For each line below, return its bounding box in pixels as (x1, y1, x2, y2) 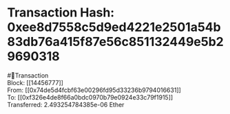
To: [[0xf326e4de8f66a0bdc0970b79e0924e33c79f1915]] (7, 93, 174, 101)
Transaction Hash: (7, 5, 115, 21)
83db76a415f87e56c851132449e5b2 (7, 34, 224, 49)
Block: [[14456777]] (7, 78, 64, 87)
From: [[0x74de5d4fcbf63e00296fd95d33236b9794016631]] (7, 86, 181, 94)
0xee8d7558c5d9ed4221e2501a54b (7, 19, 222, 35)
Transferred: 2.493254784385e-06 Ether (7, 100, 125, 109)
